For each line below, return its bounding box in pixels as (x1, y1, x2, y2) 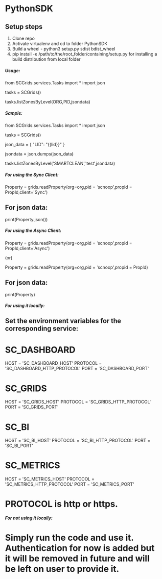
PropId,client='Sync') (5, 189, 48, 195)
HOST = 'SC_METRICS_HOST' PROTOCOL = (5, 476, 94, 482)
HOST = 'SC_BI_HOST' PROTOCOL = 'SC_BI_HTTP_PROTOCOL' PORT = (5, 437, 151, 444)
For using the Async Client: (5, 227, 62, 233)
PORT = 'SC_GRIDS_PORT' (5, 404, 59, 410)
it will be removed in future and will (5, 553, 150, 564)
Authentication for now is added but (5, 543, 155, 554)
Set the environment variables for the (5, 317, 121, 325)
